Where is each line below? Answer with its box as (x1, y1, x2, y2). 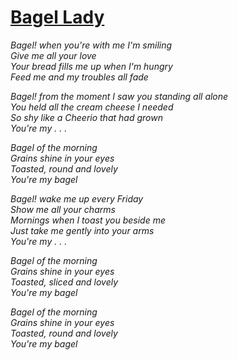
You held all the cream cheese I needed (10, 101, 174, 113)
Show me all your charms (10, 203, 116, 215)
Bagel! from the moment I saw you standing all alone (10, 90, 229, 102)
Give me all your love (10, 49, 97, 61)
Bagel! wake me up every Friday (10, 192, 144, 205)
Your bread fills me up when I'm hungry (10, 60, 173, 72)
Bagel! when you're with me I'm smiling (10, 39, 173, 51)
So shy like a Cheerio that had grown (10, 111, 163, 123)
